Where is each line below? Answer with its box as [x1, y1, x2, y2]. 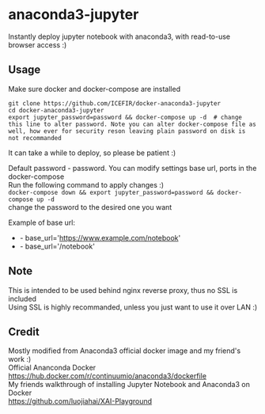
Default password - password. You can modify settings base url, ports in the [8, 163, 257, 173]
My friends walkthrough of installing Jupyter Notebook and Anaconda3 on [8, 380, 251, 389]
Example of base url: [8, 218, 76, 227]
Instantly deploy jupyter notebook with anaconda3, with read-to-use [8, 32, 231, 41]
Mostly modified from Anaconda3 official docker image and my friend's [8, 346, 241, 355]
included [8, 294, 37, 303]
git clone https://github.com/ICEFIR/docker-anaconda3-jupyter [8, 99, 221, 108]
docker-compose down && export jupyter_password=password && [8, 188, 214, 196]
